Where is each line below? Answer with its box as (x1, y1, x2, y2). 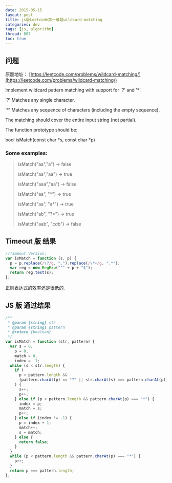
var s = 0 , (10, 344, 33, 349)
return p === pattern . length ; (10, 468, 74, 473)
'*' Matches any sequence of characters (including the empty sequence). (5, 106, 160, 113)
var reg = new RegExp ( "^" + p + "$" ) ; (10, 265, 93, 270)
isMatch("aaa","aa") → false (17, 181, 77, 187)
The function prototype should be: (5, 126, 78, 133)
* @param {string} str (7, 320, 56, 325)
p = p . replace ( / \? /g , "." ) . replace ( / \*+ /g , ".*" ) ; (10, 261, 120, 266)
